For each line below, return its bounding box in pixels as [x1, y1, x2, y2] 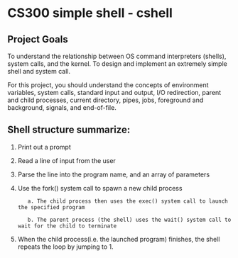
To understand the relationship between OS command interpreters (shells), [7, 52, 227, 60]
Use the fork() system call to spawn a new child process [17, 184, 183, 192]
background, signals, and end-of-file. [7, 103, 117, 111]
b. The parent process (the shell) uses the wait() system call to [27, 216, 232, 223]
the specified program [17, 203, 85, 211]
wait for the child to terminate [17, 222, 117, 230]
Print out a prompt [17, 142, 71, 151]
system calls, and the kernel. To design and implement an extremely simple [7, 60, 227, 68]
